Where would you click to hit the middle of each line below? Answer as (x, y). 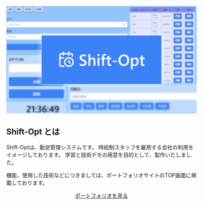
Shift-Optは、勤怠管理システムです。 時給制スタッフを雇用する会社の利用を (100, 148)
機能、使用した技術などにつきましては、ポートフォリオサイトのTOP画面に (99, 175)
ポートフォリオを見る (101, 196)
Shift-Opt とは (33, 132)
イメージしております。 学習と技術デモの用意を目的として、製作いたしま (96, 155)
